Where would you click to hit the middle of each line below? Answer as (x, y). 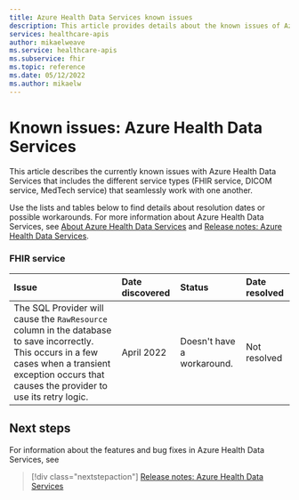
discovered (146, 293)
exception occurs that (59, 375)
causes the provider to (61, 385)
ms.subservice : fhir (48, 59)
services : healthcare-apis (59, 34)
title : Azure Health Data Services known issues (101, 17)
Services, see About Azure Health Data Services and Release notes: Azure (146, 226)
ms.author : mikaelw (45, 84)
